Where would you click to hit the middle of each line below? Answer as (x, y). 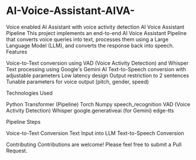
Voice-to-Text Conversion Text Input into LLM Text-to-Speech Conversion (95, 133)
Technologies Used (29, 93)
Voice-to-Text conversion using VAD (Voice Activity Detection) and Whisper (97, 63)
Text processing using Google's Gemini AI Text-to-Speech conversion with (96, 69)
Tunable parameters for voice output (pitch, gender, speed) (78, 81)
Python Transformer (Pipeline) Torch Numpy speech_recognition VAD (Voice (98, 104)
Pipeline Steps (23, 121)
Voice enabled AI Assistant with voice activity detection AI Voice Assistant (95, 27)
